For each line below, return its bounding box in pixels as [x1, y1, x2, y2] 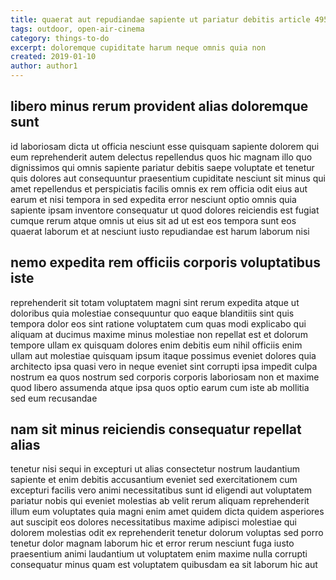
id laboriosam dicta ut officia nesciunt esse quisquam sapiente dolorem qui [10, 140, 320, 152]
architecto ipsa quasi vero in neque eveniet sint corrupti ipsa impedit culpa [10, 360, 318, 372]
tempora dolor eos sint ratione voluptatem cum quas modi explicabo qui [10, 317, 307, 330]
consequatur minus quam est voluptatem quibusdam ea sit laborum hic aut [10, 559, 318, 571]
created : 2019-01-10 [10, 52, 97, 62]
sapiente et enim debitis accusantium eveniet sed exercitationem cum [10, 474, 298, 486]
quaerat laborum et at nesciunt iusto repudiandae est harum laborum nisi [10, 225, 310, 237]
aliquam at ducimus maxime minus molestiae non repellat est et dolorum [10, 328, 308, 340]
